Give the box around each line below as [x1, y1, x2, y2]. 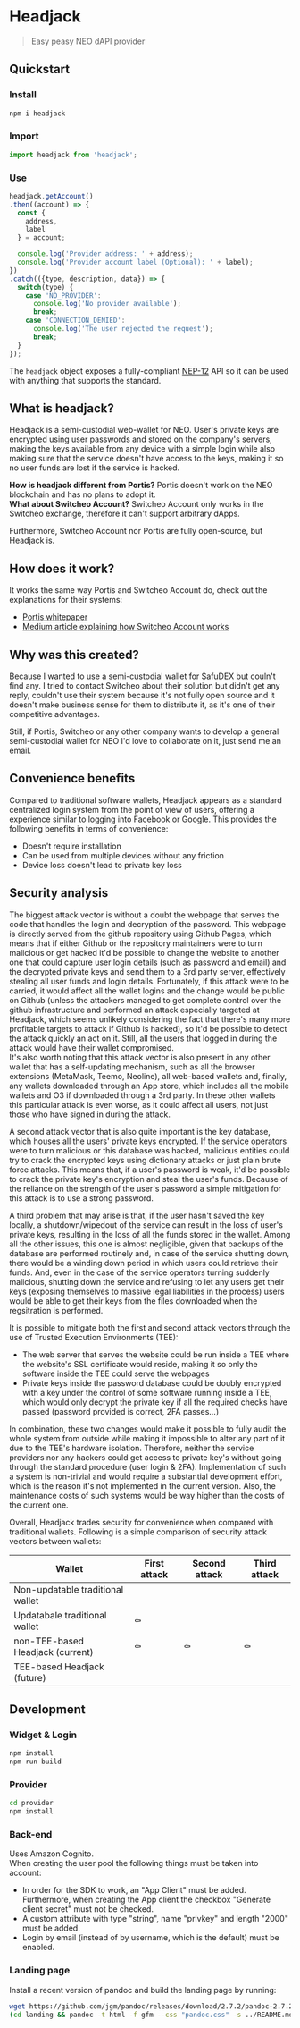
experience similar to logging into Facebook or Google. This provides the [9, 814, 277, 824]
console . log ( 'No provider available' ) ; [32, 300, 181, 308]
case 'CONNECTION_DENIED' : [25, 316, 126, 325]
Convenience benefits [9, 771, 136, 786]
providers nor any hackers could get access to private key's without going [9, 1451, 282, 1463]
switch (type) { [17, 283, 74, 292]
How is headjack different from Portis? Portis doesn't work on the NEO [9, 480, 273, 491]
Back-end [9, 1829, 53, 1841]
